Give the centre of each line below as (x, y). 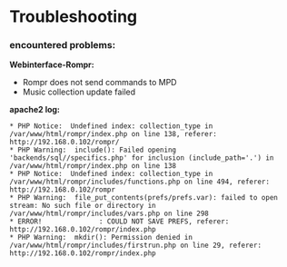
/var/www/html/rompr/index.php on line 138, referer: (114, 134)
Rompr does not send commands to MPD (99, 83)
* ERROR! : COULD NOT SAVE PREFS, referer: (119, 222)
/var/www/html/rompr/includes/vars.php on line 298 (109, 214)
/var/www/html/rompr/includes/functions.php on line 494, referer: (140, 182)
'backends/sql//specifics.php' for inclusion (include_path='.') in (142, 158)
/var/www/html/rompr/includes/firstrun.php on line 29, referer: (135, 246)
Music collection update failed (79, 92)
